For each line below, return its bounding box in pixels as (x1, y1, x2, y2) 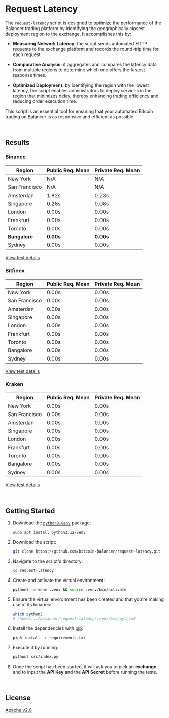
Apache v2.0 (5, 707, 32, 713)
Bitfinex (5, 267, 25, 274)
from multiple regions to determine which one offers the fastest (12, 67, 145, 73)
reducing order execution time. (12, 98, 78, 104)
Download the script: (12, 539, 57, 545)
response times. (12, 72, 47, 78)
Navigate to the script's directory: (12, 558, 83, 564)
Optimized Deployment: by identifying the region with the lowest (12, 82, 149, 88)
